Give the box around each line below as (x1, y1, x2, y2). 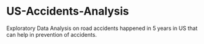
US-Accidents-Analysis (6, 4, 129, 18)
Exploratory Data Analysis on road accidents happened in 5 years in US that (6, 24, 198, 32)
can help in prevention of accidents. (6, 31, 97, 38)
